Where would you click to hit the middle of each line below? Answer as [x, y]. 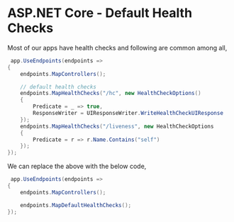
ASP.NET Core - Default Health [100, 13]
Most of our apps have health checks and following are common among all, [117, 48]
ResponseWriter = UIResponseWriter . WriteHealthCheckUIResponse [128, 113]
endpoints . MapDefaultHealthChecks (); [76, 205]
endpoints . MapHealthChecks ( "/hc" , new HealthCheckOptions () [111, 94]
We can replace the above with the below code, [77, 166]
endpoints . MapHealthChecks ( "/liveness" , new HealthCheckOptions [117, 126]
